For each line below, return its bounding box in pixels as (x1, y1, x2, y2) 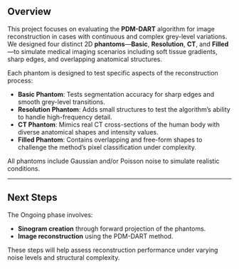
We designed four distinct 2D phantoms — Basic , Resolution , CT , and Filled (7, 39, 229, 48)
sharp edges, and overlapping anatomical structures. (7, 55, 162, 63)
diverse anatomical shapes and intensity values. (17, 127, 159, 136)
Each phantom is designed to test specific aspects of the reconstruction (7, 68, 218, 77)
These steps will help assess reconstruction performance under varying (7, 246, 218, 254)
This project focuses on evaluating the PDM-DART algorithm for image (7, 24, 215, 33)
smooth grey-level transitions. (17, 97, 105, 106)
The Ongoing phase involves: (7, 210, 93, 219)
